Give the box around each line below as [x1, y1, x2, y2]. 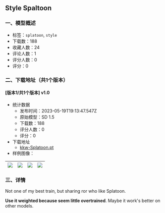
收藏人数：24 [12, 44, 40, 50]
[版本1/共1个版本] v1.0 [5, 90, 50, 96]
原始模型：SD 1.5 [19, 114, 55, 120]
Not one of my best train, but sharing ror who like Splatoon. [5, 188, 126, 194]
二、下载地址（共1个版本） [5, 76, 68, 83]
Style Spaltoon [5, 4, 52, 12]
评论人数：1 [12, 51, 36, 56]
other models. [5, 203, 34, 209]
